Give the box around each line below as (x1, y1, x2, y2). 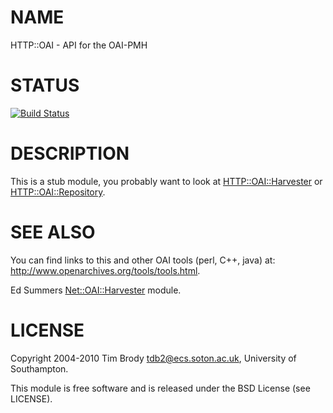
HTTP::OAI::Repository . (10, 186, 106, 198)
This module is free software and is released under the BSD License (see (10, 382, 311, 394)
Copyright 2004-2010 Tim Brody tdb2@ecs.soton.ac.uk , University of (10, 352, 297, 364)
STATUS (10, 74, 80, 97)
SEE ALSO (10, 221, 96, 243)
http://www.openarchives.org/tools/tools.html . (10, 264, 201, 276)
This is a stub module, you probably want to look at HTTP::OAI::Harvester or (10, 175, 323, 187)
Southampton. (10, 362, 69, 375)
